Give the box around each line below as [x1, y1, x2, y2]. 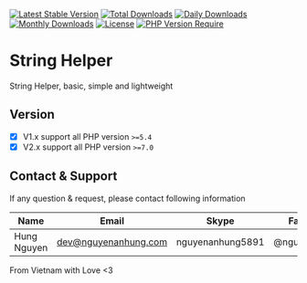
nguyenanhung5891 [175, 236, 265, 248]
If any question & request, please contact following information [9, 193, 246, 204]
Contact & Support [9, 169, 118, 184]
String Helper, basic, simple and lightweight [9, 80, 174, 91]
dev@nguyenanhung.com [56, 236, 167, 248]
